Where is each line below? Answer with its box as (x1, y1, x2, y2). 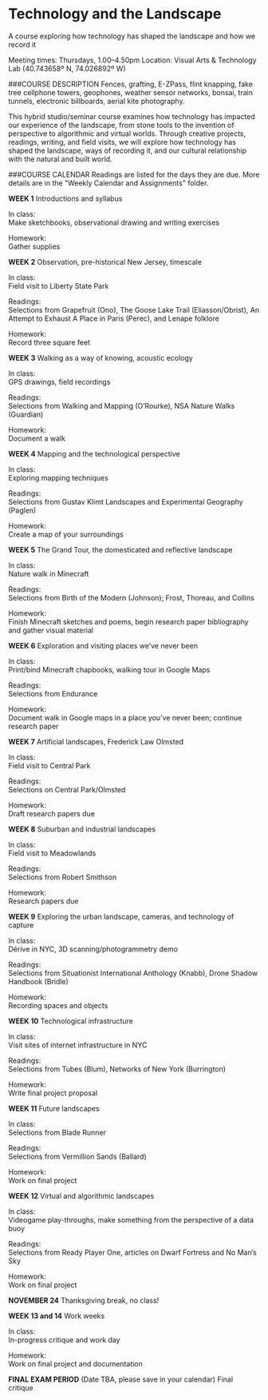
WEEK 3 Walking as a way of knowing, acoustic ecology (8, 353, 193, 362)
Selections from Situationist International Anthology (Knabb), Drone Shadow (8, 968, 258, 978)
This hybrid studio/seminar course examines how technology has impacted (8, 111, 255, 121)
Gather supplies (8, 241, 61, 251)
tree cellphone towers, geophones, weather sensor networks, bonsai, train (8, 87, 254, 97)
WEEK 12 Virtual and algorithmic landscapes (8, 1191, 155, 1200)
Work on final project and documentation (8, 1358, 144, 1368)
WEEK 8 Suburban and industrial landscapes (8, 824, 156, 834)
